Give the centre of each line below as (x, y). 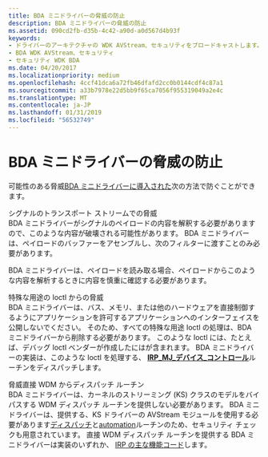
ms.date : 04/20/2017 (43, 68)
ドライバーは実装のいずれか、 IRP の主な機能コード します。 (113, 444)
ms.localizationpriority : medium (64, 75)
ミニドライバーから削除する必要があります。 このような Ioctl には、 (120, 337)
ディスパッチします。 (70, 367)
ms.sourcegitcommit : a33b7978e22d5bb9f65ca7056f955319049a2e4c (116, 90)
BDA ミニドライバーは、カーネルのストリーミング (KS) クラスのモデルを (127, 394)
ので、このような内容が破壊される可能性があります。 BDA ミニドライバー (129, 233)
